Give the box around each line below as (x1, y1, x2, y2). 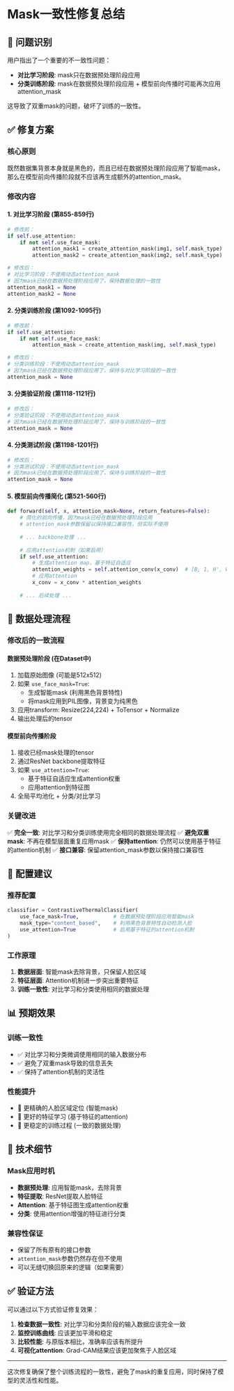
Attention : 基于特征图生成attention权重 (17, 1200, 130, 1209)
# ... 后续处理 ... (19, 592, 72, 599)
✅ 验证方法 (7, 1285, 54, 1297)
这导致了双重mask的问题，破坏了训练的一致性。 (7, 102, 145, 110)
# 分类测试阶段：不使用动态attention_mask (7, 463, 120, 470)
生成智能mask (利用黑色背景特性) (27, 689, 123, 697)
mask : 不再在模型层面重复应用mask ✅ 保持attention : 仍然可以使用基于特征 (7, 837, 221, 845)
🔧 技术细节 (7, 1143, 52, 1156)
